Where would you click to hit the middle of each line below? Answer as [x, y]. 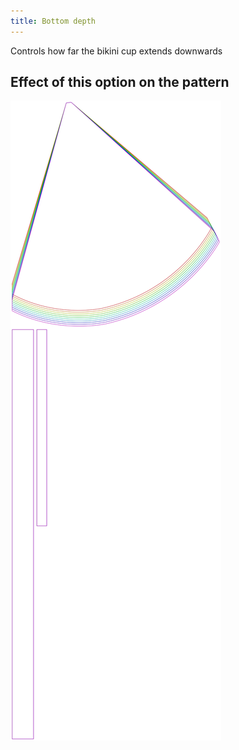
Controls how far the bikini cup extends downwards [116, 51]
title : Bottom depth [53, 21]
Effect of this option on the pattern [120, 82]
